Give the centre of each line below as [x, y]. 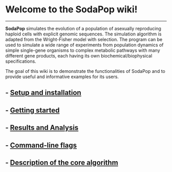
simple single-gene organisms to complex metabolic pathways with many [83, 50]
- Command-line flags [41, 145]
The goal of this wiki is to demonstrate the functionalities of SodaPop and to [85, 71]
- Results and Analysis [42, 128]
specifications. [21, 61]
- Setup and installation [43, 93]
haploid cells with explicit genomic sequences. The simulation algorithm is [83, 34]
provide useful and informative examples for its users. [62, 77]
